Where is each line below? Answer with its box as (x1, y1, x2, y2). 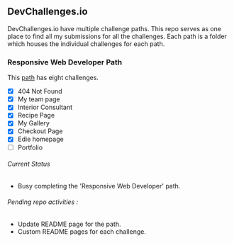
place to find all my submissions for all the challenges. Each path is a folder (7, 32, 227, 40)
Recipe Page (17, 111, 55, 120)
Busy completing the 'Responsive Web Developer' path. (17, 181, 181, 190)
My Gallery (17, 119, 50, 128)
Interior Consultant (17, 103, 73, 112)
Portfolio (17, 143, 43, 152)
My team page (17, 95, 60, 103)
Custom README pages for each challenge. (17, 227, 147, 236)
